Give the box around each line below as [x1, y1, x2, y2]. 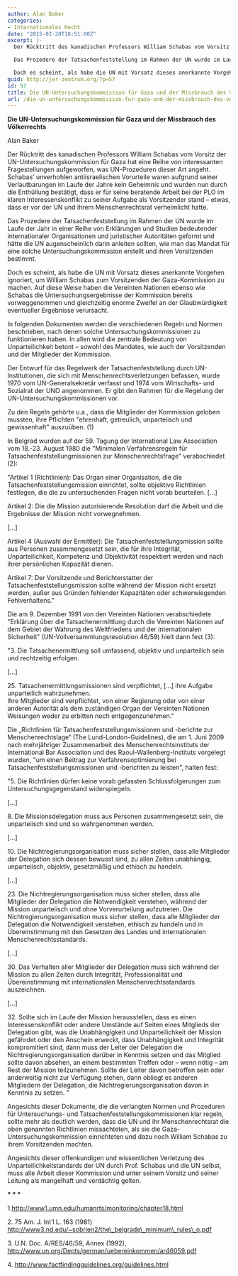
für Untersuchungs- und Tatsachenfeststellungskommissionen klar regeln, [7, 1110, 225, 1118]
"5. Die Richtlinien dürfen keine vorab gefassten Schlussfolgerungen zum [7, 777, 221, 786]
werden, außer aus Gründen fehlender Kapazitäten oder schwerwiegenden [7, 589, 227, 597]
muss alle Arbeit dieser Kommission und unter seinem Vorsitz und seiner [7, 1169, 219, 1177]
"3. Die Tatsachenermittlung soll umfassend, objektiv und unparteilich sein [7, 646, 225, 655]
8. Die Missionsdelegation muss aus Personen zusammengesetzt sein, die [7, 812, 224, 821]
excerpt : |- [7, 37, 42, 44]
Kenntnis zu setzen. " [7, 1088, 69, 1097]
